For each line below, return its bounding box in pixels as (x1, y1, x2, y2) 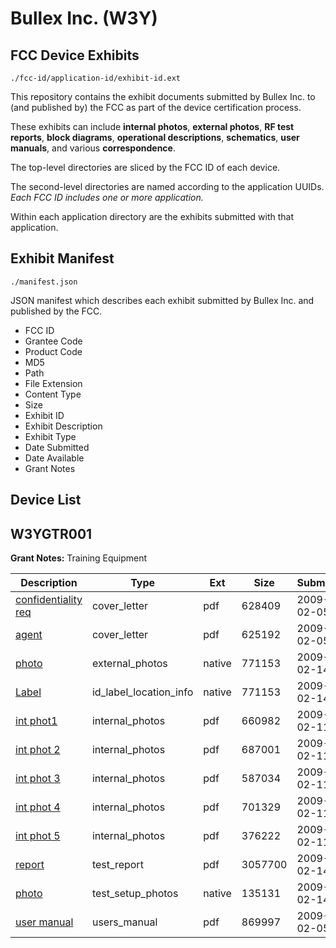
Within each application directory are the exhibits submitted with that (10, 211, 295, 222)
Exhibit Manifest (10, 250, 115, 267)
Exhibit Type (24, 430, 77, 442)
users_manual (91, 915, 158, 929)
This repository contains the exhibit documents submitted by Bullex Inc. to (10, 91, 316, 102)
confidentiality (15, 593, 83, 607)
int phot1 (15, 714, 58, 728)
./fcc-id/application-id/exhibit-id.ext (10, 73, 182, 83)
